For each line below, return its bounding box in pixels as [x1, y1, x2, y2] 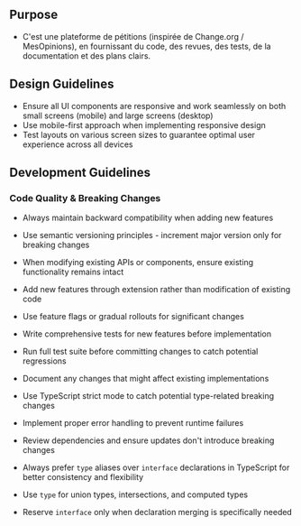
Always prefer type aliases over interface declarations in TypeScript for [22, 462, 290, 473]
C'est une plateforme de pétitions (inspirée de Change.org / [22, 31, 245, 42]
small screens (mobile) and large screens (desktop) [22, 110, 214, 121]
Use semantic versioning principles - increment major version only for [22, 230, 282, 241]
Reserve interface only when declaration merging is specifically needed [22, 507, 293, 518]
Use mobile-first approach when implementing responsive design [22, 119, 266, 130]
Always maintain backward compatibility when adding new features [22, 212, 274, 224]
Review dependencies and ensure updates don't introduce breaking [22, 435, 275, 446]
